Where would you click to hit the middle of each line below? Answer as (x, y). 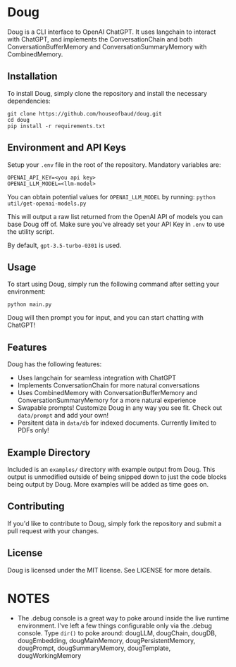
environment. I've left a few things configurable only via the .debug (115, 625)
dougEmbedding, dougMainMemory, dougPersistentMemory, (106, 640)
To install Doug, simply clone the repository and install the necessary (107, 93)
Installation (32, 76)
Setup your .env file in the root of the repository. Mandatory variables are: (114, 164)
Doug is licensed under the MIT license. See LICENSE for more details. (110, 570)
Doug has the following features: (55, 364)
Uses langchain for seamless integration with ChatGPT (97, 378)
